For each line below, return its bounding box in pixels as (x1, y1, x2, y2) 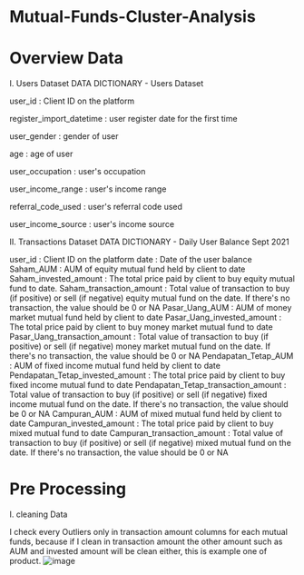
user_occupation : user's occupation (9, 166, 146, 177)
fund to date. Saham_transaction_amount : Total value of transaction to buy (9, 283, 290, 294)
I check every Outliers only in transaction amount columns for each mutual (9, 527, 289, 538)
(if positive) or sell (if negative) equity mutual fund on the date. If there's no (9, 292, 290, 303)
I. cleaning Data (9, 509, 68, 520)
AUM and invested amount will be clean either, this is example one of (9, 546, 268, 557)
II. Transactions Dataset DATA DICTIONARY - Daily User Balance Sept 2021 (9, 236, 290, 247)
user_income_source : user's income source (9, 219, 175, 230)
